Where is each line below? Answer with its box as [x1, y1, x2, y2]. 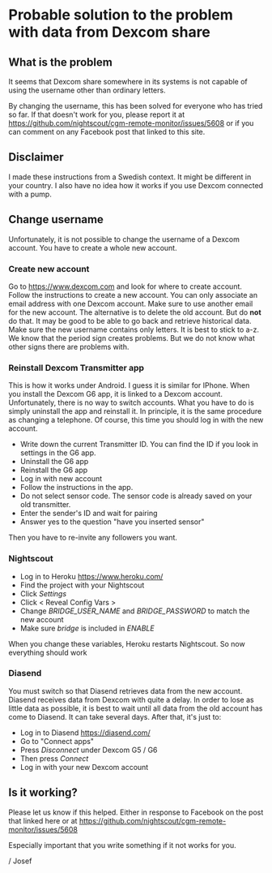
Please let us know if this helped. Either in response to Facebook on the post [8, 807, 264, 817]
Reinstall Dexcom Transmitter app [8, 362, 144, 373]
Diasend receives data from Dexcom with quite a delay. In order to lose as [8, 695, 254, 704]
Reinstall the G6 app [19, 465, 88, 475]
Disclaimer [8, 150, 64, 164]
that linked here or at [8, 815, 78, 825]
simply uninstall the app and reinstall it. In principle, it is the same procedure [8, 406, 262, 416]
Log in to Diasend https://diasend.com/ [19, 728, 151, 738]
